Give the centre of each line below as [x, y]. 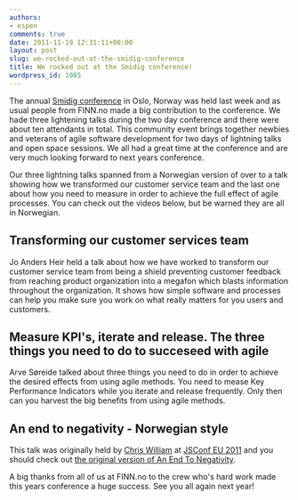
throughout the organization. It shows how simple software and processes [145, 290]
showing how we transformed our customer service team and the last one [145, 184]
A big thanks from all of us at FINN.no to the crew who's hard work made [143, 477]
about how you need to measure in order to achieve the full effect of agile [144, 193]
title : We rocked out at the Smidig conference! [101, 68]
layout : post [33, 51]
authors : [25, 17]
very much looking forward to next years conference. [107, 157]
